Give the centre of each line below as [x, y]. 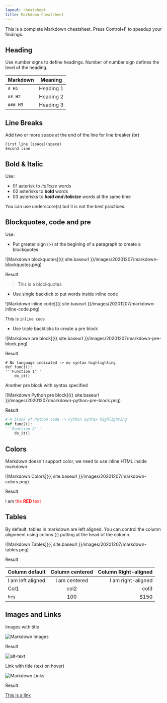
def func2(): [19, 424]
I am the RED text [23, 501]
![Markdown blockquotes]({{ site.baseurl [47, 259]
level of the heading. [26, 68]
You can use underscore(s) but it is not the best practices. [65, 206]
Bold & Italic [24, 164]
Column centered [72, 571]
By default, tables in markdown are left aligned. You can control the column [83, 529]
